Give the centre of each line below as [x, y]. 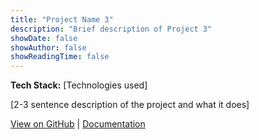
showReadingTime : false [60, 57]
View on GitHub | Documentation [78, 124]
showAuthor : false [48, 47]
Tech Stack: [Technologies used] [79, 85]
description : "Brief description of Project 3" [111, 29]
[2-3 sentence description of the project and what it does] [130, 105]
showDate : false [44, 38]
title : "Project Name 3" [62, 19]
